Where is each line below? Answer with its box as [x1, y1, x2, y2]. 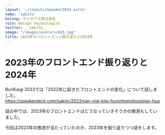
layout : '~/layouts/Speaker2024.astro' [5, 7, 87, 12]
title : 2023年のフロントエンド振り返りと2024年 [5, 35, 93, 40]
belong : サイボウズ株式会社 [5, 16, 56, 21]
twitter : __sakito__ [5, 25, 48, 30]
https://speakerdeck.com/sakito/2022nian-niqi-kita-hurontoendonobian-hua [5, 98, 160, 104]
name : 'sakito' [5, 12, 36, 17]
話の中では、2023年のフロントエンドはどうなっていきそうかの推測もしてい [5, 108, 158, 114]
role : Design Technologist [5, 21, 60, 26]
